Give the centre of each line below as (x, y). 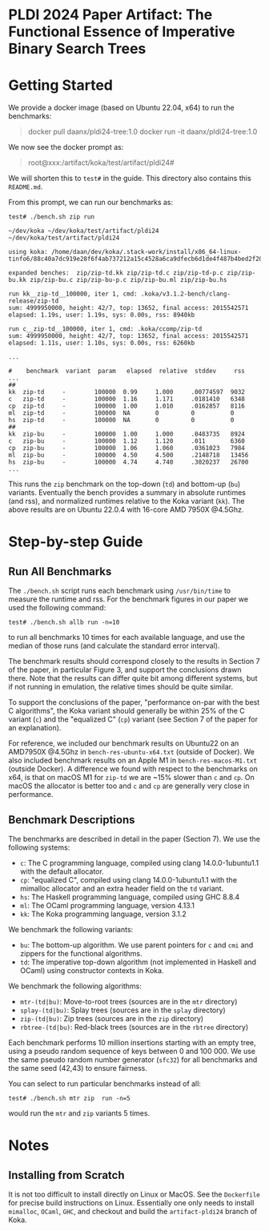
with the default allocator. (62, 871)
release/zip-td (34, 301)
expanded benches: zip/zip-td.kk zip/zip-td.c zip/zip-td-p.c (116, 273)
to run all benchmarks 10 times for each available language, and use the (127, 638)
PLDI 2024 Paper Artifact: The (110, 15)
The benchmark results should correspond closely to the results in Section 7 (134, 662)
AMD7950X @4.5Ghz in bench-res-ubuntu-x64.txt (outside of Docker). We (131, 752)
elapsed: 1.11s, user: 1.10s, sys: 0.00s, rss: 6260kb (102, 343)
